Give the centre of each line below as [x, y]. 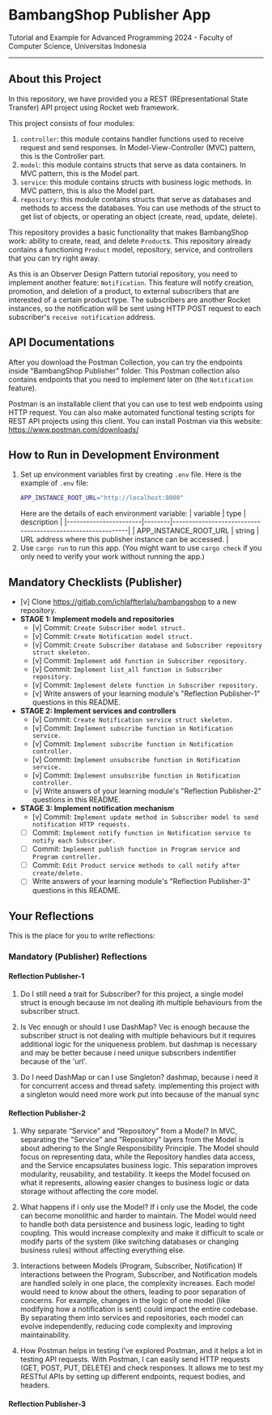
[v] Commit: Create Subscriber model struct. [109, 628]
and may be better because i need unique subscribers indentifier [128, 1053]
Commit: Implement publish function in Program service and [136, 849]
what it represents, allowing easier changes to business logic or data [134, 1183]
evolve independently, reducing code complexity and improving [126, 1327]
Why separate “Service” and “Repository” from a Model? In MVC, [129, 1131]
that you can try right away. [54, 258]
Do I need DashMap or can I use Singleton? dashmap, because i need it [139, 1077]
